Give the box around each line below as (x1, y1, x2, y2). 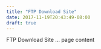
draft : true (6, 20, 36, 26)
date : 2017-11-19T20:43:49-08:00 (6, 14, 91, 20)
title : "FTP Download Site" (6, 8, 77, 15)
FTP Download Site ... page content (6, 36, 95, 44)
